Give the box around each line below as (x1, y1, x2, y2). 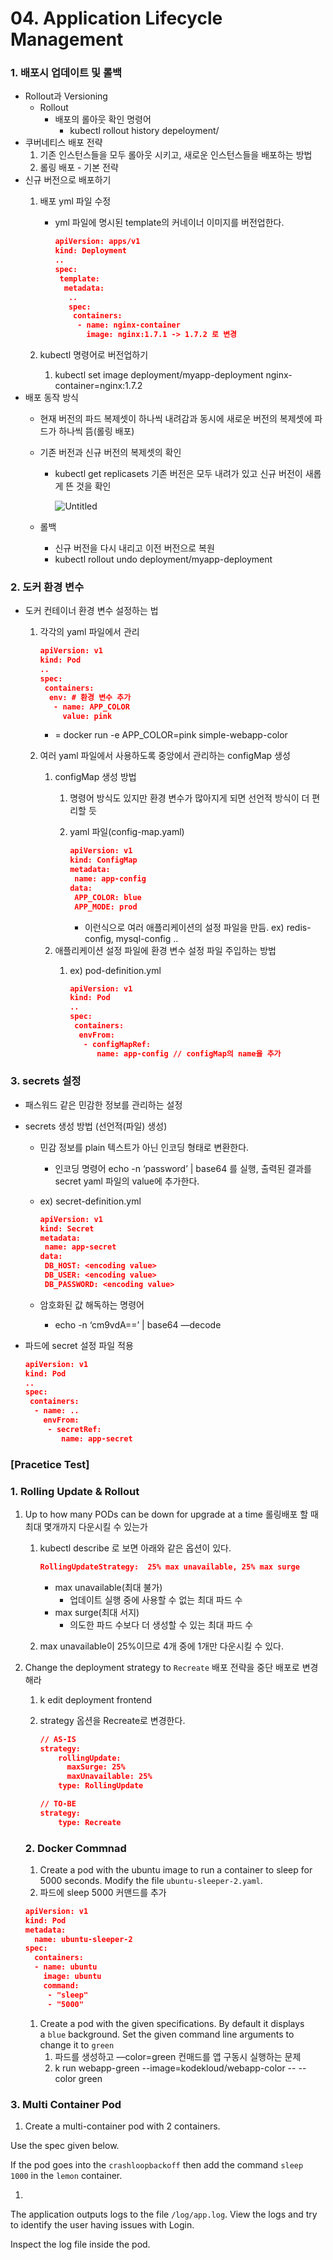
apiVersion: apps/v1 (54, 237, 141, 247)
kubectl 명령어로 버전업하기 (39, 349, 149, 361)
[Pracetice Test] (10, 1457, 90, 1471)
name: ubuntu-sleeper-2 (34, 1934, 133, 1944)
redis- (286, 921, 312, 933)
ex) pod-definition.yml (69, 964, 162, 976)
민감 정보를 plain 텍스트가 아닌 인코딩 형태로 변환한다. (39, 1141, 250, 1153)
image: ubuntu (43, 1972, 102, 1982)
